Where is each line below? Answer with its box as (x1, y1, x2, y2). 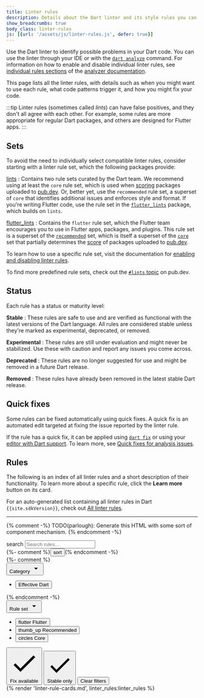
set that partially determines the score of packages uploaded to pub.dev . (6, 238, 189, 246)
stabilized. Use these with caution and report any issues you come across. (6, 345, 192, 352)
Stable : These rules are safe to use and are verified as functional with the (6, 314, 192, 321)
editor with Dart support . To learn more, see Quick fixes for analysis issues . (6, 439, 195, 447)
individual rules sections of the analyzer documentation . (6, 67, 147, 75)
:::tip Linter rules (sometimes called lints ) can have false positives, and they (6, 104, 194, 111)
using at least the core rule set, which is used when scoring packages (6, 181, 181, 189)
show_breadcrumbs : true (6, 20, 67, 26)
